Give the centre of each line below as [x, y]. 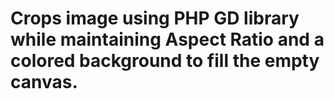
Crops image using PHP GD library [155, 18]
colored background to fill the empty [165, 61]
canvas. [44, 82]
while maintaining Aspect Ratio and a [167, 39]
